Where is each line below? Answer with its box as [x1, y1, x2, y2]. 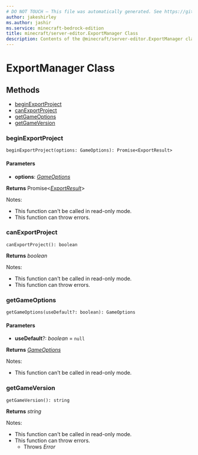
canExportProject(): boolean [6, 241, 78, 248]
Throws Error [23, 443, 56, 450]
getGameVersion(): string [6, 397, 70, 403]
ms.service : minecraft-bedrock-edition [6, 25, 104, 31]
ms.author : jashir [6, 19, 51, 25]
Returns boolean [6, 252, 48, 259]
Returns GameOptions [6, 346, 61, 353]
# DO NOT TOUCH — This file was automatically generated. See [6, 8, 162, 15]
